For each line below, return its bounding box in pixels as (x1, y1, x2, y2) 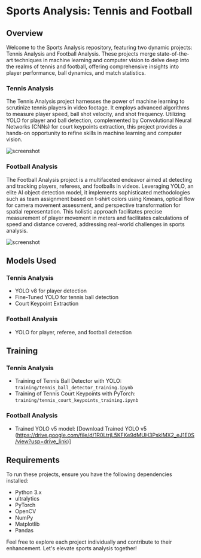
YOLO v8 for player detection (14, 287, 87, 294)
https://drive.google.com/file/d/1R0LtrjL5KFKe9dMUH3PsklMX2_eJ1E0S (17, 431, 195, 438)
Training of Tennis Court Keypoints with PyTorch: (14, 390, 136, 397)
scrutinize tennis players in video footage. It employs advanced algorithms (6, 104, 190, 111)
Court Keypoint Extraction (14, 300, 79, 307)
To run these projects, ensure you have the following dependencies (6, 471, 172, 478)
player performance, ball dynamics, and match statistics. (6, 69, 147, 76)
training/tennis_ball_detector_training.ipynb (14, 385, 133, 391)
